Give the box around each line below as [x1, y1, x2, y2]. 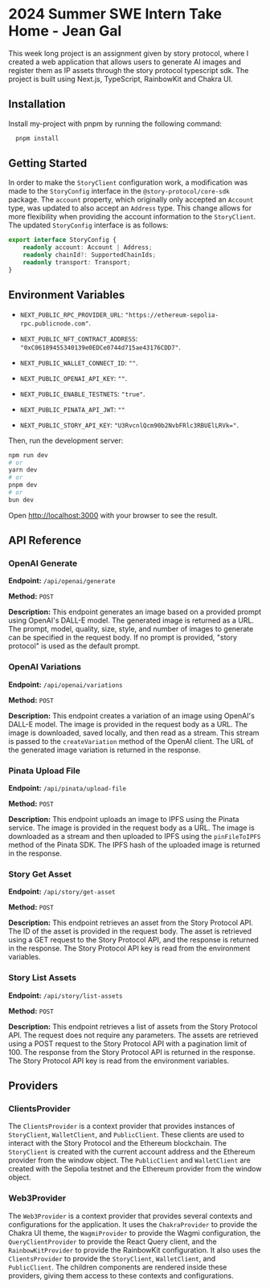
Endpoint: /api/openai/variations [8, 680, 123, 689]
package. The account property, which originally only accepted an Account [8, 194, 254, 205]
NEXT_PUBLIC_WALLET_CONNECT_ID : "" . [19, 358, 138, 367]
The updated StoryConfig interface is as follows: [8, 220, 169, 230]
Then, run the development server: [8, 435, 124, 445]
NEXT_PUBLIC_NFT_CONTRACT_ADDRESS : [19, 333, 138, 343]
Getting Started [8, 157, 88, 170]
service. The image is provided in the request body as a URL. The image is [8, 823, 255, 832]
